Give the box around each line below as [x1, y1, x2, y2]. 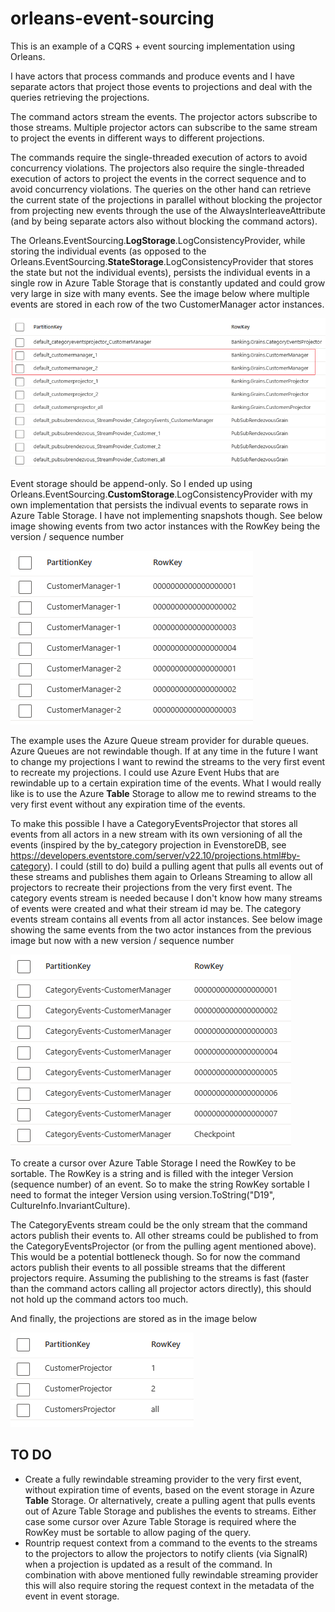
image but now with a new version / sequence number [10, 934, 235, 946]
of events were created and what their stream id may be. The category [10, 902, 302, 914]
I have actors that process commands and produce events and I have [10, 70, 296, 82]
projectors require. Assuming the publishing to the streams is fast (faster [10, 1272, 309, 1284]
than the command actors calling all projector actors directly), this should [10, 1282, 312, 1294]
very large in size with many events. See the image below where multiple [10, 287, 310, 299]
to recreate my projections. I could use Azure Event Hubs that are [10, 766, 280, 778]
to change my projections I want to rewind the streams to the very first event [10, 755, 326, 767]
